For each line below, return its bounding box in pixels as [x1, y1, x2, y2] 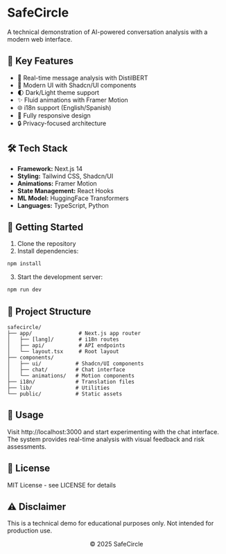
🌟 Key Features [7, 55, 74, 67]
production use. [7, 526, 53, 535]
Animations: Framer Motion [17, 179, 97, 188]
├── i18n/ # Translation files [7, 378, 135, 385]
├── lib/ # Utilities [7, 384, 110, 391]
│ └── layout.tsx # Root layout [7, 348, 119, 355]
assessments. [7, 442, 47, 451]
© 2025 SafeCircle [89, 540, 144, 548]
